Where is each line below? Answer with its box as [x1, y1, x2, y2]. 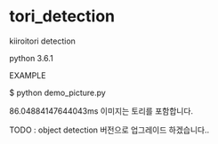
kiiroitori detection [9, 36, 76, 46]
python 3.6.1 [9, 52, 53, 63]
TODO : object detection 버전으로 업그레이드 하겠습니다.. [9, 124, 210, 135]
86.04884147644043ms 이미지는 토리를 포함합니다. [9, 105, 194, 116]
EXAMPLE [9, 69, 46, 81]
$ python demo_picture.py [9, 87, 107, 98]
